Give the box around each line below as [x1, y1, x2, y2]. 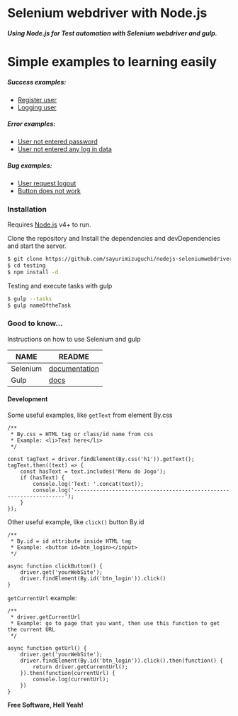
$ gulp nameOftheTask [7, 302, 72, 309]
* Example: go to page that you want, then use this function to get [10, 620, 220, 627]
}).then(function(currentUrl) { [20, 670, 115, 677]
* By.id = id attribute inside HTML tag [10, 538, 132, 545]
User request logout [17, 179, 76, 188]
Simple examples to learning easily [7, 53, 217, 70]
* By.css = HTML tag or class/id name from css [10, 431, 154, 438]
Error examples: [7, 119, 56, 128]
